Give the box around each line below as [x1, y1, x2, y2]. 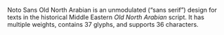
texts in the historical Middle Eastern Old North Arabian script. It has [7, 13, 205, 21]
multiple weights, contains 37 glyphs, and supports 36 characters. [7, 21, 199, 28]
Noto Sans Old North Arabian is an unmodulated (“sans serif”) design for [7, 6, 218, 14]
